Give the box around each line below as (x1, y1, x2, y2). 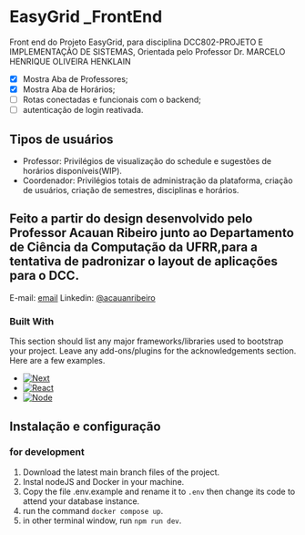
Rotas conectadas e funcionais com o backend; (22, 94, 202, 106)
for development (9, 446, 85, 458)
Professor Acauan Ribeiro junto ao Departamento (9, 225, 294, 241)
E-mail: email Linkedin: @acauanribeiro (9, 292, 157, 303)
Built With (9, 314, 55, 327)
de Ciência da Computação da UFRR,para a (9, 240, 258, 255)
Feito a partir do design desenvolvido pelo (9, 211, 253, 227)
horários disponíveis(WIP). (22, 166, 123, 176)
